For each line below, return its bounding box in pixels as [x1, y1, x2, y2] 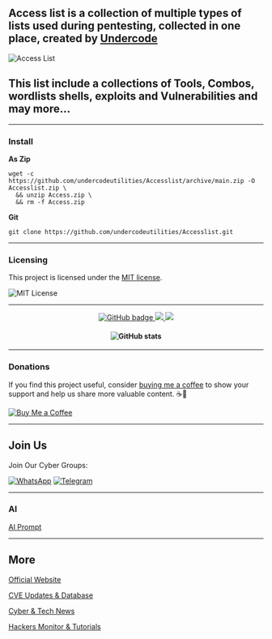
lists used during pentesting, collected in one [8, 19, 241, 33]
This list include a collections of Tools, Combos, [8, 77, 255, 91]
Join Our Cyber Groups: [8, 460, 88, 470]
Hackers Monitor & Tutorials [8, 621, 101, 631]
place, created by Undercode [8, 32, 158, 45]
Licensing [8, 254, 49, 266]
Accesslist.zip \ [8, 184, 67, 192]
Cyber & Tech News [8, 606, 75, 616]
